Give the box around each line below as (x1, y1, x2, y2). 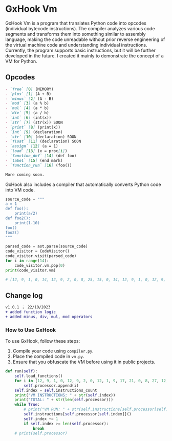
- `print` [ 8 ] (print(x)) (5, 124, 60, 130)
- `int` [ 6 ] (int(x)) (5, 115, 52, 120)
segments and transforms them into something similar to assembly (5, 31, 146, 37)
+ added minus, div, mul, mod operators (5, 314, 93, 320)
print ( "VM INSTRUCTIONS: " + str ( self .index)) (14, 392, 116, 397)
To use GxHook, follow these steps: (5, 338, 80, 344)
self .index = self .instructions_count (14, 388, 97, 393)
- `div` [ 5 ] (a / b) (5, 111, 50, 116)
